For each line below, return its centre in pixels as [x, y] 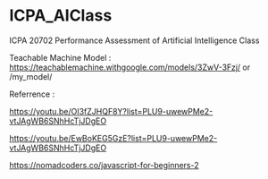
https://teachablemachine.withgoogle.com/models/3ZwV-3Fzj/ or [130, 67]
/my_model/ [31, 76]
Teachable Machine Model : [60, 57]
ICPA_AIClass [61, 16]
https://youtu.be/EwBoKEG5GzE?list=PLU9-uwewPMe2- [113, 138]
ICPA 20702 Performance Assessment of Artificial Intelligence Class [134, 40]
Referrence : [32, 94]
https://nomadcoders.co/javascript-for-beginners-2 [104, 165]
